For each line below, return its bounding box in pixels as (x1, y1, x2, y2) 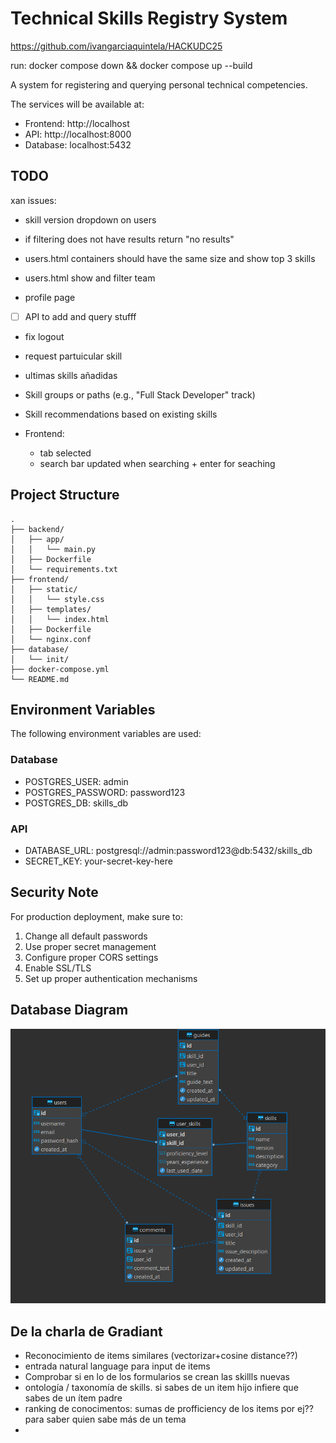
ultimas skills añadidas (24, 369, 118, 381)
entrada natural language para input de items (24, 1360, 211, 1372)
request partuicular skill (24, 350, 123, 362)
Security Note (10, 884, 99, 901)
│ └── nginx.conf (10, 634, 92, 644)
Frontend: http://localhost (24, 117, 130, 129)
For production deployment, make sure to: (10, 910, 183, 922)
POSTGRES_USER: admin (24, 775, 129, 787)
